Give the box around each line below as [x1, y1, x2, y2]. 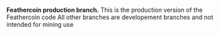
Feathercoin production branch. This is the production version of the [6, 6, 203, 14]
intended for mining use [6, 21, 74, 28]
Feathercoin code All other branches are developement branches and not [6, 13, 214, 21]
